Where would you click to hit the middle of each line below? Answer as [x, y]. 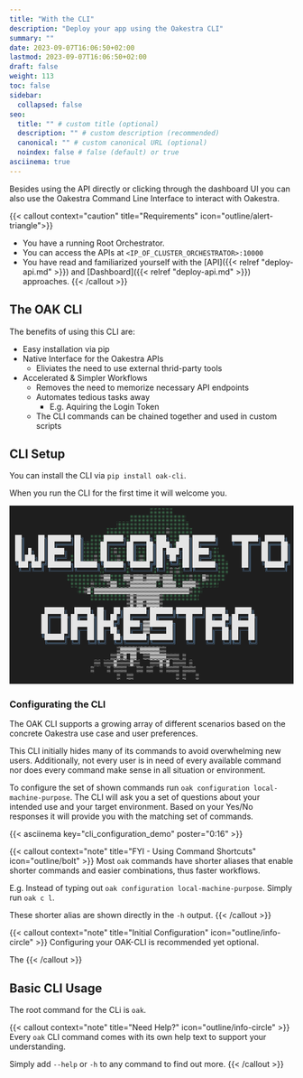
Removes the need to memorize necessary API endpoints [142, 387]
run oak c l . [32, 897]
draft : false [34, 67]
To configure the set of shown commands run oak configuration [129, 788]
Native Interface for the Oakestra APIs [93, 358]
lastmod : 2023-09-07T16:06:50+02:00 [78, 57]
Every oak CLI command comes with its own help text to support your [138, 1037]
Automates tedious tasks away [93, 396]
